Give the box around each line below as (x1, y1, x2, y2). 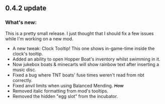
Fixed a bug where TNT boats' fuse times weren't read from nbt (12, 72, 144, 78)
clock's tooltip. (12, 50, 44, 56)
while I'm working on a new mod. (5, 35, 74, 41)
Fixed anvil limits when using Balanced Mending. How (12, 82, 124, 88)
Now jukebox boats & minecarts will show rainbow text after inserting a (12, 61, 159, 67)
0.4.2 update (5, 4, 47, 12)
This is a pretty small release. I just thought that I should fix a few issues (5, 30, 154, 36)
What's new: (5, 19, 37, 26)
